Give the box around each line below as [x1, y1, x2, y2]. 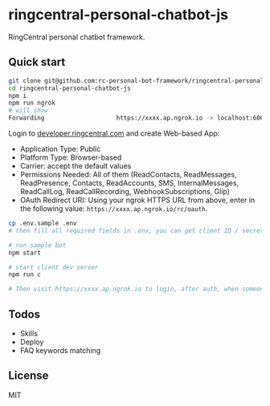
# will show [8, 107, 48, 115]
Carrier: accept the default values [19, 161, 132, 170]
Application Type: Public [19, 144, 101, 153]
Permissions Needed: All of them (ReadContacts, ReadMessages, [19, 170, 237, 179]
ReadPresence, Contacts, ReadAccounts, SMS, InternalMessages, [19, 178, 239, 188]
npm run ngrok [8, 99, 56, 108]
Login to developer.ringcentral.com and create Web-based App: [8, 128, 220, 138]
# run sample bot [8, 241, 67, 250]
